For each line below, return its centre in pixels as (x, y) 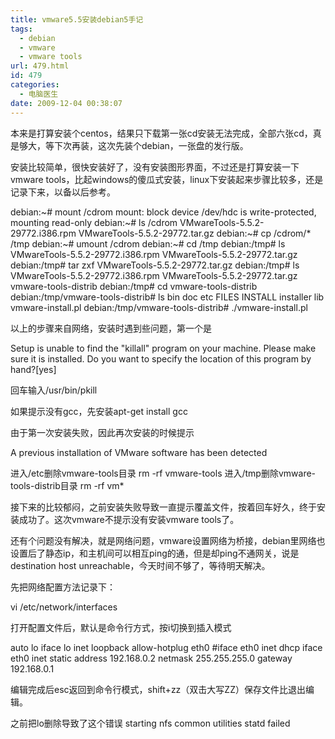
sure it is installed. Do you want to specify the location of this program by (161, 358)
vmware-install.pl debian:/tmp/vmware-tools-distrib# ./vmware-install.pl (159, 307)
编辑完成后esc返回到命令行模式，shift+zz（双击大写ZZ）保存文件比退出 (158, 689)
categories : (35, 85)
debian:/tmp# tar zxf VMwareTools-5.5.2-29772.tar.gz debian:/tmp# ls (155, 265)
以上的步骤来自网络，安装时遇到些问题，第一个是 (111, 328)
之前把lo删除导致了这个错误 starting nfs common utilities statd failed (150, 723)
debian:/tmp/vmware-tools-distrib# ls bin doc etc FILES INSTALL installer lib (167, 297)
